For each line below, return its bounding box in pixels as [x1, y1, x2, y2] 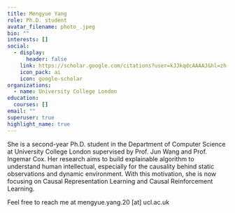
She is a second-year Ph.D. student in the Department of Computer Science [7, 140, 226, 148]
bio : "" [7, 29, 30, 37]
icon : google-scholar [20, 75, 83, 82]
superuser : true [7, 114, 55, 121]
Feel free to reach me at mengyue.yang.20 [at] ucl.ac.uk [7, 198, 170, 206]
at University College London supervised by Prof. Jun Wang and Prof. [7, 147, 208, 156]
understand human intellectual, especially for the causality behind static [7, 162, 215, 170]
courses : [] [13, 101, 49, 108]
